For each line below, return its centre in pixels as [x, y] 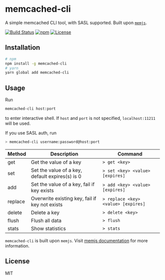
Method [17, 154]
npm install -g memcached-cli [36, 63]
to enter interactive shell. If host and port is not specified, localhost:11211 [80, 118]
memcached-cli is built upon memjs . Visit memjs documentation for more [77, 240]
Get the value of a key [56, 162]
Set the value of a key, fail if [63, 184]
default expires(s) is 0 [56, 176]
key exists [42, 190]
